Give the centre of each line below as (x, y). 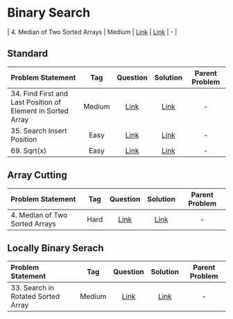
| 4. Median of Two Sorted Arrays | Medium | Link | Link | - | (92, 32)
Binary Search (49, 13)
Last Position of (36, 102)
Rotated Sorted (35, 297)
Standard (28, 54)
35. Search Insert (39, 131)
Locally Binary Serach (55, 248)
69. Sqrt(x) (29, 150)
